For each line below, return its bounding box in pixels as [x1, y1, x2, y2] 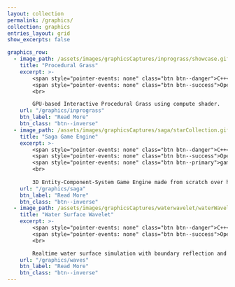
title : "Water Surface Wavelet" [20, 211, 114, 218]
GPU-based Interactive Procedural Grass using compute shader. [32, 101, 220, 108]
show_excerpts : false [7, 36, 71, 43]
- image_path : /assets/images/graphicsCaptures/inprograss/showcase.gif [13, 55, 230, 63]
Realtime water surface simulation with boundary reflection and [32, 250, 227, 257]
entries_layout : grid [7, 29, 71, 37]
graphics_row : [7, 49, 49, 56]
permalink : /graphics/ [7, 17, 73, 24]
